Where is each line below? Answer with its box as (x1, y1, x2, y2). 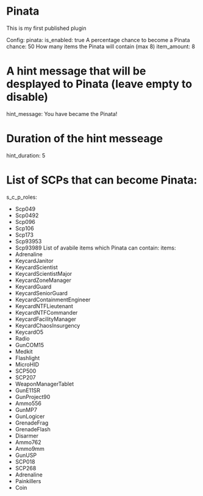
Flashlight (15, 354, 40, 361)
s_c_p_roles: (6, 193, 38, 201)
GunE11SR (15, 386, 41, 394)
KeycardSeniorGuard (15, 289, 68, 297)
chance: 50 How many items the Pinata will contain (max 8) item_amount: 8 (6, 43, 195, 50)
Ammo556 (15, 400, 41, 407)
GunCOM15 (15, 341, 45, 348)
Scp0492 (15, 212, 39, 219)
